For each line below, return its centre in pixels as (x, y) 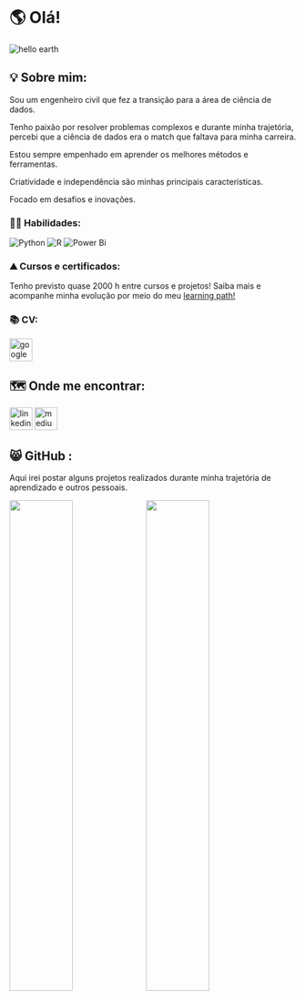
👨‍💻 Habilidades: (46, 222)
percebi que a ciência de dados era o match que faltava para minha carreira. (153, 137)
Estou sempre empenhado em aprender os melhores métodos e (129, 154)
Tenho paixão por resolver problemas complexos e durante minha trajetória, (152, 127)
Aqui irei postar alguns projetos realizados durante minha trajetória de (140, 478)
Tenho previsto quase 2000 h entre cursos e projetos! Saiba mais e (135, 286)
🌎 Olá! (35, 18)
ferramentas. (34, 164)
